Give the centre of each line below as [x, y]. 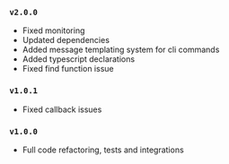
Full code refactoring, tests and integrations [103, 150]
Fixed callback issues [62, 109]
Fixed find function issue [68, 69]
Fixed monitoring [53, 30]
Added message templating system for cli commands [121, 50]
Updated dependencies [66, 40]
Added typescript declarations [79, 59]
